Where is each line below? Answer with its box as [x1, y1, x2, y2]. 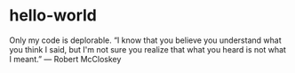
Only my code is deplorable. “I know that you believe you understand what [9, 35, 282, 45]
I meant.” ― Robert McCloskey [9, 53, 122, 64]
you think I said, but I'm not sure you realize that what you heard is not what [9, 44, 287, 54]
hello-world [9, 5, 98, 26]
